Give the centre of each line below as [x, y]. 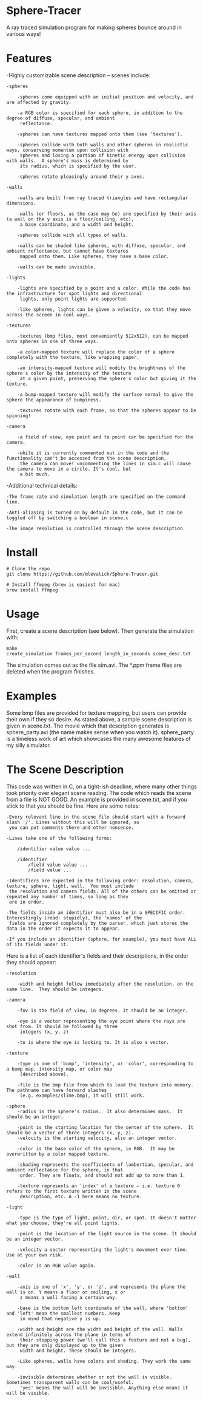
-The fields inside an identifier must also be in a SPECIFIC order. [96, 912]
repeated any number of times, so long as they [68, 896]
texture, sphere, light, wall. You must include [70, 886]
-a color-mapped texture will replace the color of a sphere [96, 352]
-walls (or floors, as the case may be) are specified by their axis [107, 214]
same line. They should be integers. [55, 989]
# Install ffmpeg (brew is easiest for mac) [63, 585]
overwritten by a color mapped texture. [58, 1154]
